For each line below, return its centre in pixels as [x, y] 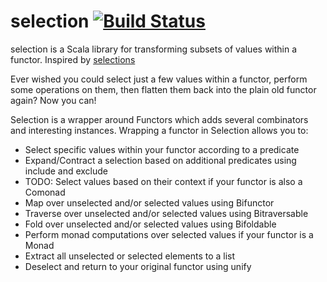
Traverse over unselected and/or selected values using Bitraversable [166, 213]
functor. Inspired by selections [73, 59]
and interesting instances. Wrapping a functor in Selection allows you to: [159, 130]
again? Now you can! [53, 100]
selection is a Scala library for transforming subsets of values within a [154, 49]
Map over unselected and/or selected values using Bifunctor [149, 202]
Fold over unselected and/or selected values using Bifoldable [150, 224]
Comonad [45, 192]
